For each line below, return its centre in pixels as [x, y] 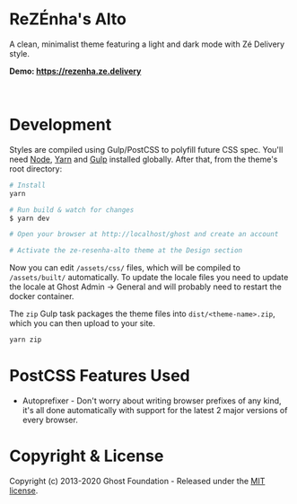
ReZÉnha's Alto [68, 19]
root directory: [36, 168]
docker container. [42, 296]
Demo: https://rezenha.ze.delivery [75, 71]
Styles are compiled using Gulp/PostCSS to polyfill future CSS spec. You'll [146, 149]
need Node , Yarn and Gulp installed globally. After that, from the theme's [144, 159]
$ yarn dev [30, 218]
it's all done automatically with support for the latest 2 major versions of [155, 410]
